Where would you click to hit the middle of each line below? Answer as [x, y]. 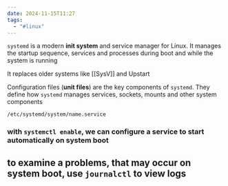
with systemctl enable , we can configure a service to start [106, 132]
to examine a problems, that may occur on [99, 163]
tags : [15, 20]
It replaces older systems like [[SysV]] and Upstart [79, 74]
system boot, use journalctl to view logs [97, 173]
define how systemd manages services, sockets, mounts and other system [112, 94]
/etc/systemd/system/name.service [57, 114]
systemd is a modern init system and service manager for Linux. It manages [114, 46]
